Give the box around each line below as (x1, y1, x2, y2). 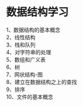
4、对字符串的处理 (6, 48, 52, 55)
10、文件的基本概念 (6, 93, 53, 100)
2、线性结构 (6, 33, 36, 40)
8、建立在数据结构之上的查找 (6, 78, 77, 85)
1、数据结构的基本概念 (6, 26, 60, 33)
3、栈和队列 (6, 41, 36, 48)
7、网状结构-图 (6, 71, 43, 78)
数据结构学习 (6, 5, 69, 19)
